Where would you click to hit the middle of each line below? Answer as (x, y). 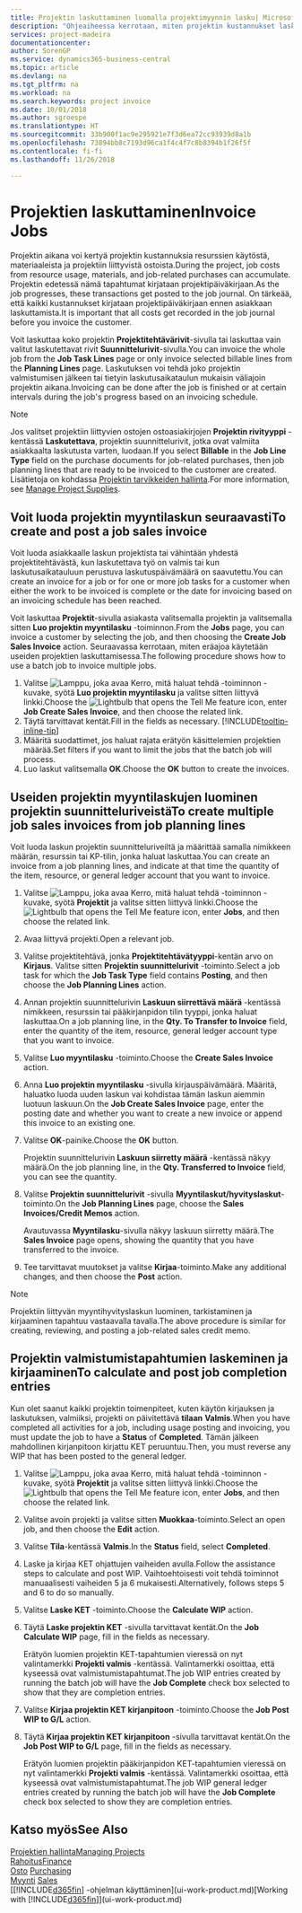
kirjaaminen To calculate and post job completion (149, 1373)
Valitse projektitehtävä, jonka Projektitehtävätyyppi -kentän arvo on (148, 956)
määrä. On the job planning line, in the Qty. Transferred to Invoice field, (154, 1167)
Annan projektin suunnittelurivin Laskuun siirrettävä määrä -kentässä (152, 1003)
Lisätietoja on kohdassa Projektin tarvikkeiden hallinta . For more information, (150, 479)
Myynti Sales (34, 1880)
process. (39, 759)
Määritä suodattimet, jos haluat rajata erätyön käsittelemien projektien (152, 741)
